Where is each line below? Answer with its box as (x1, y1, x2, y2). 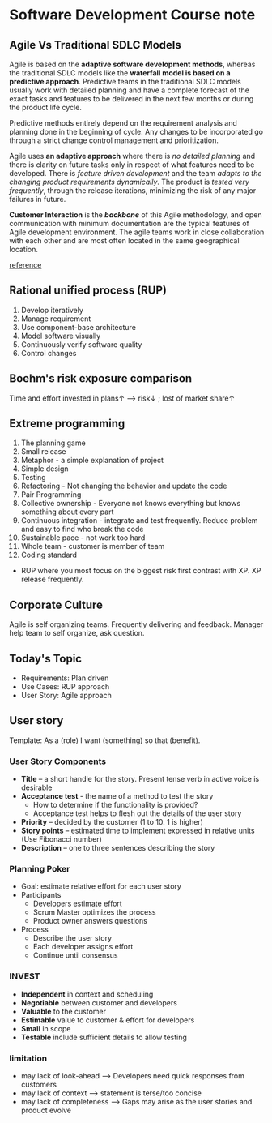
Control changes (20, 348, 77, 358)
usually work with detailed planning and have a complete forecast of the (9, 85, 250, 95)
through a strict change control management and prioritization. (9, 135, 219, 145)
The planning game (20, 438, 86, 448)
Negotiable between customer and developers (20, 997, 177, 1007)
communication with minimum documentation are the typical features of (9, 219, 250, 228)
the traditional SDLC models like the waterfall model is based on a (9, 68, 231, 78)
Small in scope (20, 1023, 71, 1033)
